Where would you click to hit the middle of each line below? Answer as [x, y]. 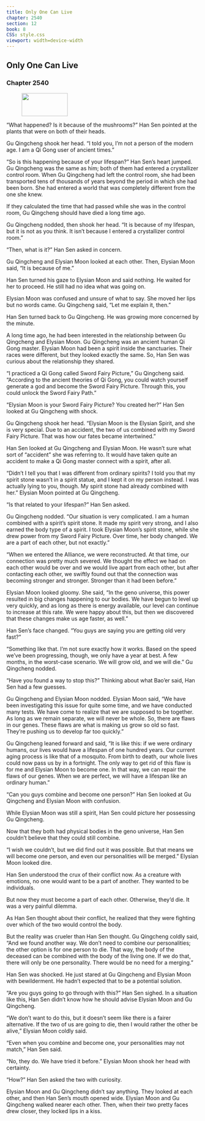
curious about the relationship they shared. [61, 361]
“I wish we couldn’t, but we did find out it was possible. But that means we [100, 850]
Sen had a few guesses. [37, 687]
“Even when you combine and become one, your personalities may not [95, 1042]
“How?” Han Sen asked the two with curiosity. [64, 1079]
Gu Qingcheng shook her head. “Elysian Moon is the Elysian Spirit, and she [101, 423]
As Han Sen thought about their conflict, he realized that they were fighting [101, 918]
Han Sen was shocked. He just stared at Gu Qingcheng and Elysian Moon [99, 974]
